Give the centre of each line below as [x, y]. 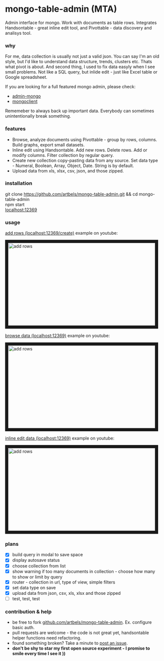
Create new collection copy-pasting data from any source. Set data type [85, 160]
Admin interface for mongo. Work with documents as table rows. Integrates [81, 23]
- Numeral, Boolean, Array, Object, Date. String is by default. [73, 166]
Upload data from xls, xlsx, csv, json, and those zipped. [68, 171]
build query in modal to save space [47, 555]
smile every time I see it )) [39, 654]
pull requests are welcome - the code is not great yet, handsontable [81, 633]
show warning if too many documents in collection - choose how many [83, 571]
